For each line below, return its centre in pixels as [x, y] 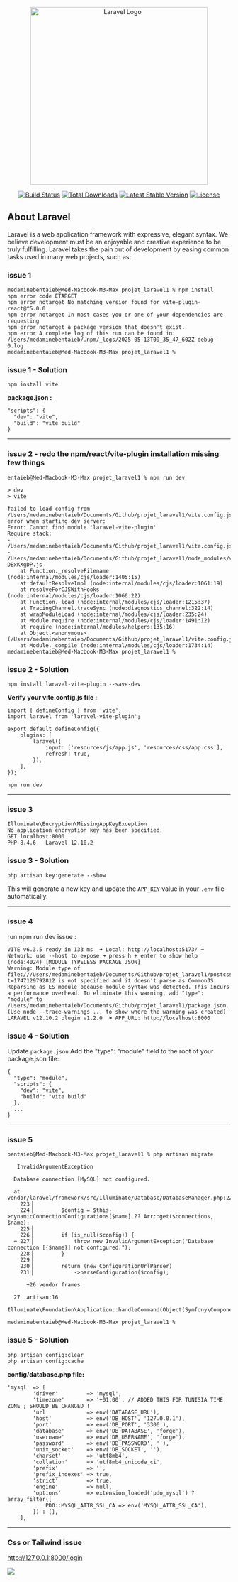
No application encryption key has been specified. [85, 830]
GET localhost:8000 [36, 837]
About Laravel [39, 217]
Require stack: [30, 533]
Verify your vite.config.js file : [52, 697]
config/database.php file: [46, 1374]
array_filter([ [30, 1499]
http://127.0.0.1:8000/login [45, 1558]
